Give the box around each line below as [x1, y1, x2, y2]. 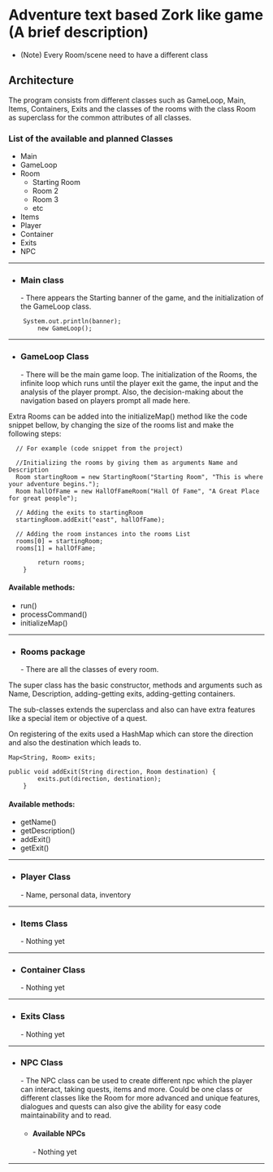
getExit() [19, 843, 50, 853]
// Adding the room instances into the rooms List [15, 529, 191, 538]
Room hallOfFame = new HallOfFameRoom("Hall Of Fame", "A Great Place [15, 487, 260, 495]
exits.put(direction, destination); [37, 775, 162, 784]
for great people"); [8, 494, 79, 503]
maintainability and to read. [19, 1110, 112, 1120]
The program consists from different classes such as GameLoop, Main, [8, 95, 246, 105]
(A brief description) [8, 23, 149, 42]
